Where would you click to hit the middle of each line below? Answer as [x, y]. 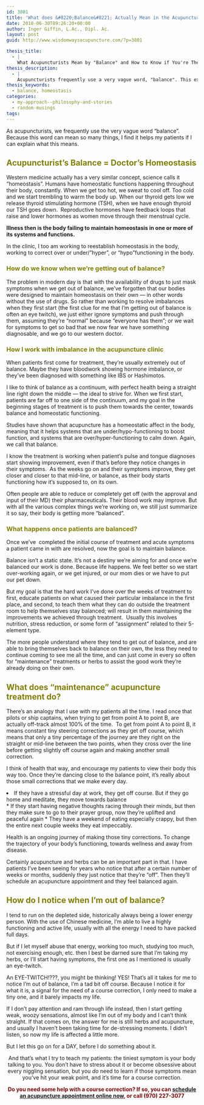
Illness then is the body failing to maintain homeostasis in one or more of [100, 228]
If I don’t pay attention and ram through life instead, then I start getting [94, 1008]
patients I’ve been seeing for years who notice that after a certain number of [102, 868]
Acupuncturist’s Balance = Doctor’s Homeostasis [101, 163]
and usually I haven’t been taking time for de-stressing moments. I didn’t [97, 1028]
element [16, 630]
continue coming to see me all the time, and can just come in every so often [101, 655]
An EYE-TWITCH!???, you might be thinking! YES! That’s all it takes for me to [102, 977]
